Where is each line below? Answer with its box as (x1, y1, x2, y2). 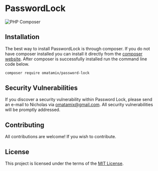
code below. (5, 61, 29, 67)
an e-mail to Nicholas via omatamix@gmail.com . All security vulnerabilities (5, 102, 153, 108)
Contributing (5, 121, 44, 129)
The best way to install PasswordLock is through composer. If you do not (5, 45, 150, 51)
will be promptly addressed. (5, 107, 60, 113)
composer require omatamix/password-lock (5, 71, 90, 75)
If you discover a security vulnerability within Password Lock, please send (5, 97, 153, 102)
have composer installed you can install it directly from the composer (5, 51, 143, 57)
